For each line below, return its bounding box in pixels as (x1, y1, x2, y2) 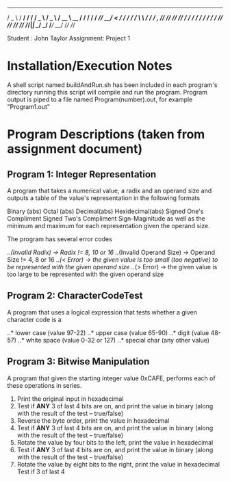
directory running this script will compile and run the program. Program (7, 88, 207, 96)
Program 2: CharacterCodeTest (7, 290, 143, 301)
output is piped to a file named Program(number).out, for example (7, 95, 193, 103)
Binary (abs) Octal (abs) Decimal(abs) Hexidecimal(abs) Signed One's (7, 207, 204, 215)
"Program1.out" (7, 102, 50, 110)
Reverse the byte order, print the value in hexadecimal (16, 416, 170, 425)
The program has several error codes (7, 234, 113, 243)
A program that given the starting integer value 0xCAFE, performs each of (7, 374, 216, 382)
